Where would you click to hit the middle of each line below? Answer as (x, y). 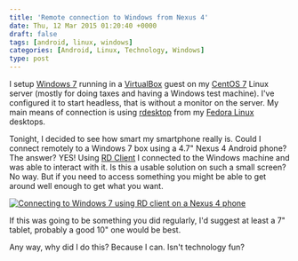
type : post (29, 59)
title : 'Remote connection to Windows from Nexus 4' (109, 17)
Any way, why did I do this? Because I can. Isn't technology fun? (127, 247)
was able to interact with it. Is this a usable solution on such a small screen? (148, 167)
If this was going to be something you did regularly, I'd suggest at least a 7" (148, 220)
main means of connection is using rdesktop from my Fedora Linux (132, 112)
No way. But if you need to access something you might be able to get (138, 177)
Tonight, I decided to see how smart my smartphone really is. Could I (135, 139)
